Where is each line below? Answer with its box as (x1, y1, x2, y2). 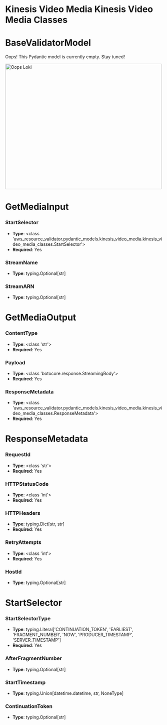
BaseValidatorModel (5, 37, 91, 49)
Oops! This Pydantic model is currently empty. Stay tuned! (5, 54, 125, 60)
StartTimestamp (5, 679, 46, 686)
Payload (5, 359, 25, 366)
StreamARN (5, 282, 34, 289)
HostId (5, 568, 22, 575)
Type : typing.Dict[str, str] (12, 521, 65, 527)
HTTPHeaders (5, 509, 41, 516)
